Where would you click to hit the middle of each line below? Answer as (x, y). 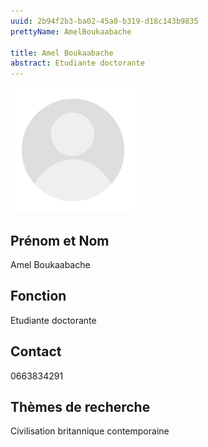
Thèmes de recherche (80, 406)
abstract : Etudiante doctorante (77, 63)
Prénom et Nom (60, 240)
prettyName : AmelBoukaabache (71, 31)
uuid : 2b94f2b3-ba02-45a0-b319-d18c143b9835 (104, 21)
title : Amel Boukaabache (62, 53)
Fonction (38, 296)
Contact (36, 351)
